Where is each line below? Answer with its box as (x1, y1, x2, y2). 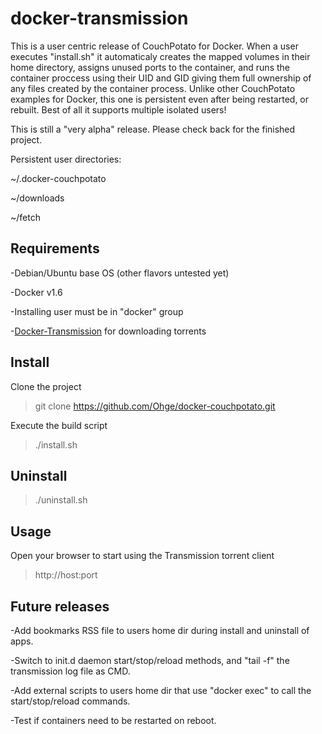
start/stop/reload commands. (10, 695, 131, 707)
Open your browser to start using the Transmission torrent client (10, 550, 275, 562)
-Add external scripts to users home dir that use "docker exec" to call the (10, 685, 312, 696)
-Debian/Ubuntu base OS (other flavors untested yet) (10, 267, 230, 279)
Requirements (10, 240, 100, 257)
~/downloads (10, 192, 65, 204)
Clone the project (10, 380, 82, 392)
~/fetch (10, 211, 41, 223)
